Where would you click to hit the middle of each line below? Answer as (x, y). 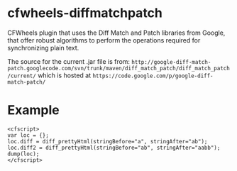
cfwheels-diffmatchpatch (85, 13)
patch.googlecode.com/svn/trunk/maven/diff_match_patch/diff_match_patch (119, 68)
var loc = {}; (28, 135)
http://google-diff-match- (171, 62)
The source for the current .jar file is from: (68, 61)
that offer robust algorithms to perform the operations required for (104, 40)
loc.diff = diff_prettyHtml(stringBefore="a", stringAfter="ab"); (108, 141)
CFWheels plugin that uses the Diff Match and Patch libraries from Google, (116, 33)
